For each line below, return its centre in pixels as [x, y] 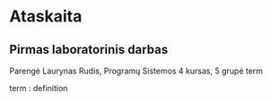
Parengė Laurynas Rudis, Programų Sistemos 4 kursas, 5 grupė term [136, 71]
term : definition [39, 88]
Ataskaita [46, 17]
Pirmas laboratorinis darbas [89, 50]
